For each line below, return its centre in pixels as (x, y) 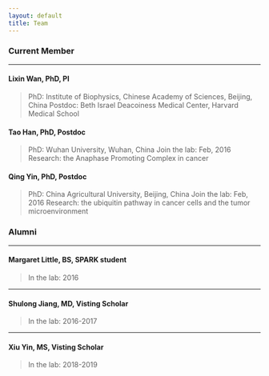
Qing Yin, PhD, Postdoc (48, 176)
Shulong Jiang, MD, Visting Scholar (68, 303)
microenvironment (58, 211)
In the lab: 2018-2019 (62, 365)
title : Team (28, 23)
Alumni (23, 232)
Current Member (41, 51)
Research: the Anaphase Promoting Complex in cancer (118, 158)
